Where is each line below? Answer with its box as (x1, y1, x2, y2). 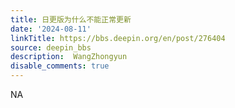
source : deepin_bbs (10, 42, 92, 53)
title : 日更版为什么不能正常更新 (10, 14, 132, 25)
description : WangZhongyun (10, 52, 128, 62)
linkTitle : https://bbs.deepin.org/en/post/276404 (10, 33, 226, 43)
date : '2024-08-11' (10, 24, 92, 34)
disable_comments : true (10, 61, 110, 71)
